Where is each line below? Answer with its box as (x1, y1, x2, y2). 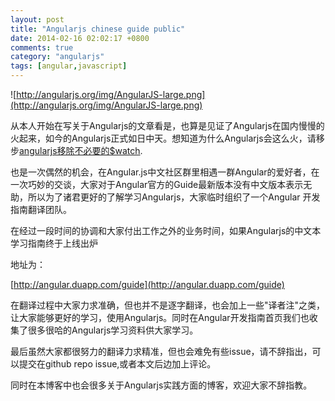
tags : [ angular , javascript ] (10, 61, 128, 71)
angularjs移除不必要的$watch (19, 145, 141, 156)
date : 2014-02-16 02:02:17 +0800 (10, 33, 150, 43)
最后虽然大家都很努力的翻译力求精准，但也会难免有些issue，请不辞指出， (10, 346, 313, 357)
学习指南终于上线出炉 (10, 237, 98, 249)
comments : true (10, 42, 74, 53)
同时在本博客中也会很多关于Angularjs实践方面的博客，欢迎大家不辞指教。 (10, 379, 313, 391)
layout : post (10, 14, 65, 25)
